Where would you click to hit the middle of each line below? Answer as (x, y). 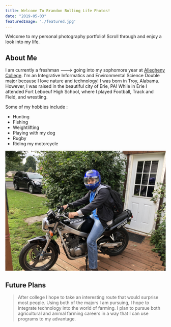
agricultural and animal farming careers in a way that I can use (83, 313)
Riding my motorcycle (35, 144)
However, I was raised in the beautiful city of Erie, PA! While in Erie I (76, 86)
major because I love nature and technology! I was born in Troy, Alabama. (82, 81)
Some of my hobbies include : (36, 107)
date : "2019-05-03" (26, 16)
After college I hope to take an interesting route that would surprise (88, 297)
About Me (21, 58)
